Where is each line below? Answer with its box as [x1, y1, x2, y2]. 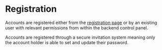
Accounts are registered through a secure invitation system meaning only [5, 34, 156, 40]
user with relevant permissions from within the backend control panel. [5, 25, 149, 30]
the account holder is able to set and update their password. [5, 39, 129, 45]
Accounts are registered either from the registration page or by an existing [5, 20, 158, 25]
